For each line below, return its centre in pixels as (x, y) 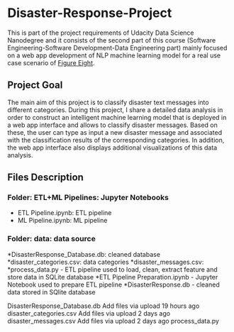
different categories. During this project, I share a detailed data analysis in (115, 110)
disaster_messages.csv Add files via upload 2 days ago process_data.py (113, 321)
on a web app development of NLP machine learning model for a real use (114, 55)
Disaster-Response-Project (90, 13)
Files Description (45, 178)
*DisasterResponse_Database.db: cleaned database (84, 254)
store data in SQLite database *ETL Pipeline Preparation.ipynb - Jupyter (113, 277)
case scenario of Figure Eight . (51, 62)
